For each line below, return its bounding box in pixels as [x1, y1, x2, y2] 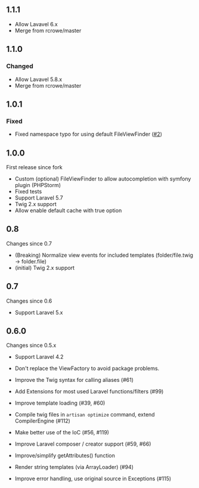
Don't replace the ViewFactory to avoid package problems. [14, 365, 160, 372]
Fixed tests [14, 188, 42, 195]
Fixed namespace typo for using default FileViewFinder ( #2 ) [14, 130, 163, 138]
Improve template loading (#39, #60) [14, 399, 105, 407]
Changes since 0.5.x [6, 342, 57, 349]
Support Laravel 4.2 [14, 353, 64, 360]
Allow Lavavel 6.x [14, 20, 58, 27]
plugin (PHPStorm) [14, 182, 61, 188]
